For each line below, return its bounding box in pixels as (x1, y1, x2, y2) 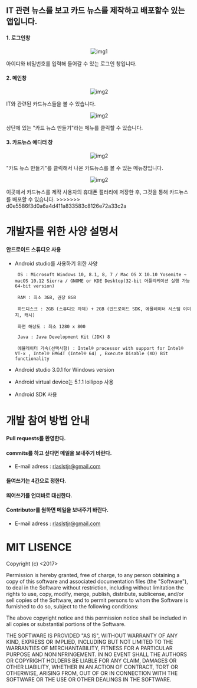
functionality (14, 356, 50, 362)
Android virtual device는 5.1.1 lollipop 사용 (14, 378, 114, 385)
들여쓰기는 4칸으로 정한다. (6, 477, 67, 484)
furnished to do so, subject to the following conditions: (6, 602, 139, 610)
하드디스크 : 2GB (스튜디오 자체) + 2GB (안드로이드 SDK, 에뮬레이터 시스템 (17, 306, 181, 312)
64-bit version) (14, 283, 55, 289)
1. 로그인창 (6, 34, 31, 41)
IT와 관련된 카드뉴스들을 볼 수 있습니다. (6, 100, 96, 107)
